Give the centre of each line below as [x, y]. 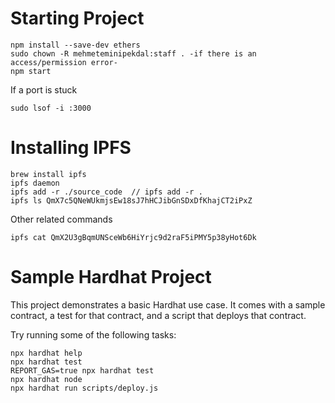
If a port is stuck [44, 89]
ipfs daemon [35, 183]
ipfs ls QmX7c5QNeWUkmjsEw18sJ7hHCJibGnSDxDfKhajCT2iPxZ [131, 200]
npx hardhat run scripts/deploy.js [84, 388]
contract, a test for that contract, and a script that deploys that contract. [158, 315]
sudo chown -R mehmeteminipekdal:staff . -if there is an [133, 53]
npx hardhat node [46, 379]
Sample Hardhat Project [111, 277]
